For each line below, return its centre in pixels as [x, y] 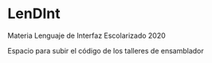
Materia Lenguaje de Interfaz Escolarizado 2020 [87, 35]
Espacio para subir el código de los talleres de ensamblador [106, 50]
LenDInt [34, 14]
